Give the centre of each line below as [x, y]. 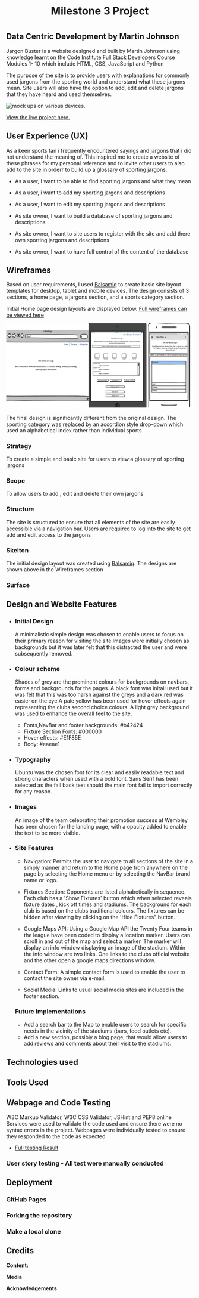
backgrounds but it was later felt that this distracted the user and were [101, 647]
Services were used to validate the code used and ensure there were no [94, 1123]
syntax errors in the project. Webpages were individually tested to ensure [96, 1130]
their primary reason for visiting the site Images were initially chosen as [102, 641]
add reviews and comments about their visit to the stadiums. [97, 1044]
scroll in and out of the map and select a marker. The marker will [102, 941]
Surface [18, 585]
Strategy [19, 446]
